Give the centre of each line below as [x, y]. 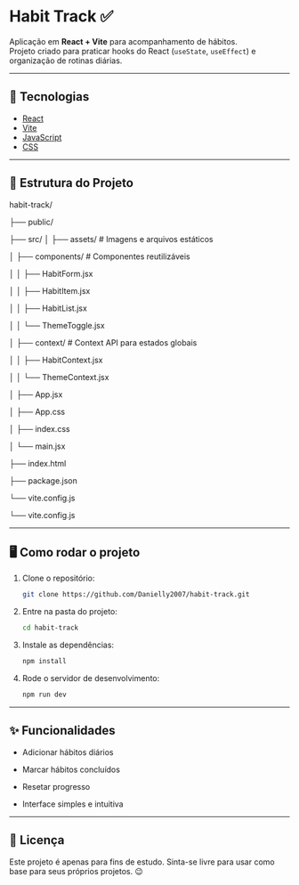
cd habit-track [50, 628]
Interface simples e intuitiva [73, 804]
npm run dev [44, 694]
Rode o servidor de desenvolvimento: [91, 678]
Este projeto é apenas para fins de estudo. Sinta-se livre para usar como [142, 862]
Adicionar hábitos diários [68, 752]
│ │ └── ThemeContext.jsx [59, 377]
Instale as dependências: [68, 645]
